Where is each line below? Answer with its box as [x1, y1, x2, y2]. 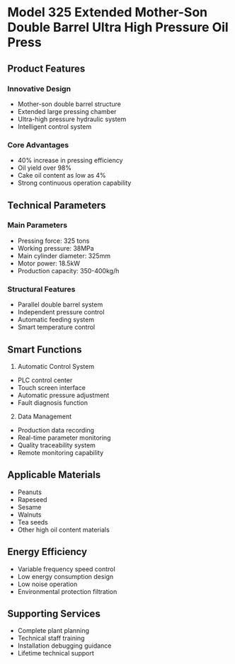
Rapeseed [17, 495, 47, 503]
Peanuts [17, 488, 42, 496]
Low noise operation [17, 580, 78, 588]
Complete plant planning [17, 626, 90, 635]
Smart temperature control [17, 323, 96, 331]
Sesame [17, 503, 42, 511]
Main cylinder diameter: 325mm [17, 251, 111, 260]
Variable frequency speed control [17, 564, 115, 573]
